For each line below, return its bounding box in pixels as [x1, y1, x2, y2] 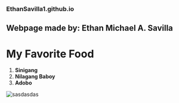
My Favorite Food [6, 47, 94, 61]
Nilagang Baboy [14, 73, 55, 80]
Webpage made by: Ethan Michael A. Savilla [6, 23, 173, 33]
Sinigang [14, 67, 38, 74]
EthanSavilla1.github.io [6, 5, 75, 13]
